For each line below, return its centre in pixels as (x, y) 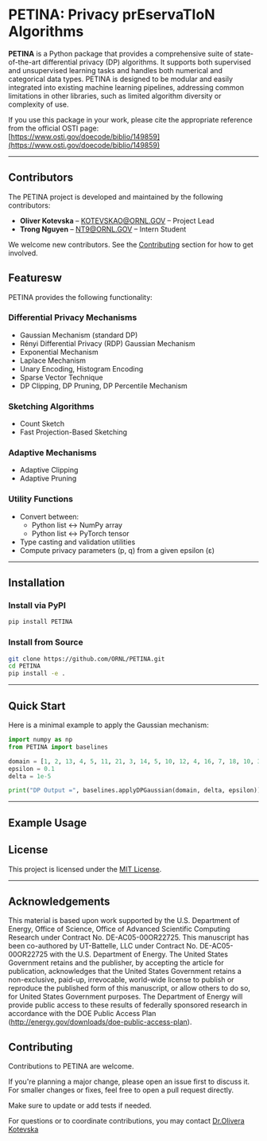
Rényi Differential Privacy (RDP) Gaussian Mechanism (107, 343)
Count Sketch (42, 424)
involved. (23, 253)
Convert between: (49, 516)
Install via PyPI (37, 606)
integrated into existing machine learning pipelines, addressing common (126, 87)
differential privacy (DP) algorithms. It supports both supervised (147, 62)
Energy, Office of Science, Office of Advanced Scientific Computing (119, 929)
